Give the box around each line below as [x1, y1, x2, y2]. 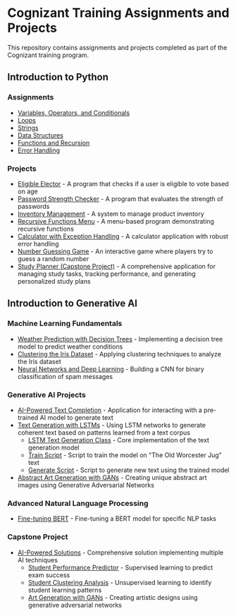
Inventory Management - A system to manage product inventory [17, 210, 204, 218]
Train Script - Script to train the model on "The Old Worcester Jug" [27, 450, 222, 459]
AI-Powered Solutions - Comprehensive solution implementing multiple [17, 548, 224, 557]
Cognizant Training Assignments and [7, 5, 230, 21]
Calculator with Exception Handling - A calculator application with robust [17, 231, 229, 241]
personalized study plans [17, 277, 91, 285]
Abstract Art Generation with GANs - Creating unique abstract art [17, 473, 207, 481]
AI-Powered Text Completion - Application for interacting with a [17, 406, 203, 414]
